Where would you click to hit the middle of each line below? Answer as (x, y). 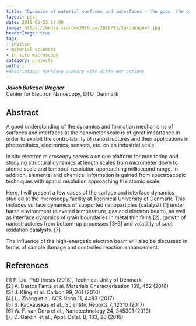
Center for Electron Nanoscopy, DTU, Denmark (62, 94)
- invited (18, 44)
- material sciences (31, 50)
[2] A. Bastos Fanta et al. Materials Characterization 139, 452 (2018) (87, 286)
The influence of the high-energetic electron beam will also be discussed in (97, 241)
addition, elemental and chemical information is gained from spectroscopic (96, 175)
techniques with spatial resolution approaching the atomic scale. (83, 181)
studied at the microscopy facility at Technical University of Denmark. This (96, 199)
